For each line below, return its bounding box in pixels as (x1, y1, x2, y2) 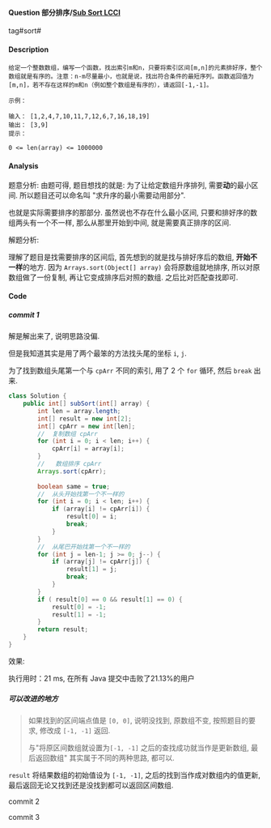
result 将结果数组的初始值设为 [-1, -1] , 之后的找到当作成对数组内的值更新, (8, 770, 261, 779)
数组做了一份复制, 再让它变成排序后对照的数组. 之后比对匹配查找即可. (8, 272, 239, 282)
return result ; (37, 625, 89, 634)
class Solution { (8, 392, 67, 400)
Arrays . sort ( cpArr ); (37, 467, 107, 476)
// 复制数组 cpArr (37, 429, 99, 437)
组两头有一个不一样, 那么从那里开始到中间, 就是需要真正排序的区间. (8, 217, 231, 227)
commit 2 (8, 796, 40, 806)
